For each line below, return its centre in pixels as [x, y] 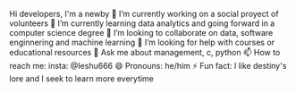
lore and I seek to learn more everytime [82, 79]
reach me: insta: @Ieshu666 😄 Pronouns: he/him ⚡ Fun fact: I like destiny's [148, 66]
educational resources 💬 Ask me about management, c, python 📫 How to [145, 52]
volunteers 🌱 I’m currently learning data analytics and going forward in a [142, 23]
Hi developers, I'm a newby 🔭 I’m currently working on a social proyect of [144, 14]
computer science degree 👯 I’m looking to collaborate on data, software [141, 33]
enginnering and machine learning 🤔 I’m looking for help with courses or [142, 42]
